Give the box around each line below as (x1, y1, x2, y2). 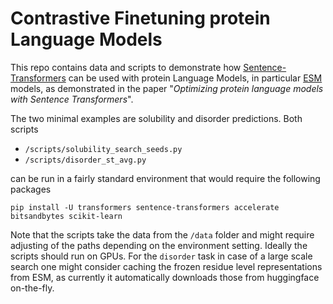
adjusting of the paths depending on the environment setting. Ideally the (10, 239, 308, 251)
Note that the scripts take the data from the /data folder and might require (10, 228, 315, 241)
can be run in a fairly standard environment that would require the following (10, 172, 321, 184)
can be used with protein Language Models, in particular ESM (68, 72, 323, 84)
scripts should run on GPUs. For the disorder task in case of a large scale (10, 250, 313, 262)
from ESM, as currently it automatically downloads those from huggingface (10, 271, 320, 283)
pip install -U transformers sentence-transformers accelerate (10, 202, 280, 212)
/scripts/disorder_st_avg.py (24, 155, 147, 165)
